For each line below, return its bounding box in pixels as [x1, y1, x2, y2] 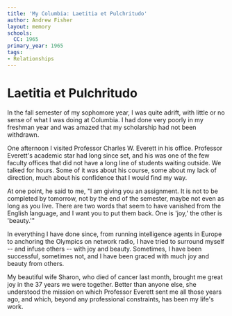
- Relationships [7, 56, 54, 63]
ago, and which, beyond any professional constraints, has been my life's [7, 294, 214, 303]
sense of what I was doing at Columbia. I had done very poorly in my [7, 115, 204, 124]
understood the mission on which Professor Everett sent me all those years [7, 288, 222, 296]
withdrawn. [7, 130, 40, 139]
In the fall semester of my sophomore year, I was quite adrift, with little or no [7, 108, 225, 117]
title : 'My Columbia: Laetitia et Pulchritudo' [7, 10, 148, 17]
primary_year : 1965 [7, 42, 64, 49]
